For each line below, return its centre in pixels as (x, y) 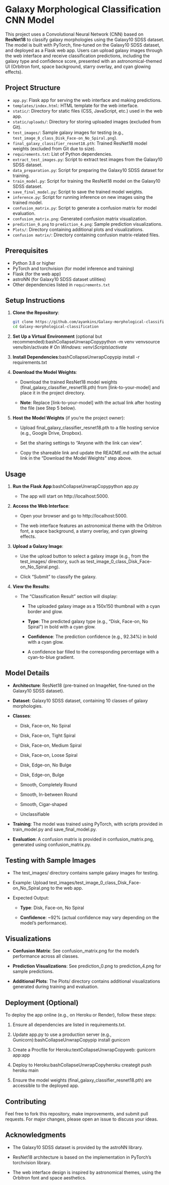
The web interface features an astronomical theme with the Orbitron (91, 526)
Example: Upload (30, 882)
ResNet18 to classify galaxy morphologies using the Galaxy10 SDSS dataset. (85, 40)
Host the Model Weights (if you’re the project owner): (69, 418)
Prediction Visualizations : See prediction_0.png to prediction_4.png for (87, 966)
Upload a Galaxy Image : (38, 546)
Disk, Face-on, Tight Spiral (48, 735)
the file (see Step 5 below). (48, 408)
